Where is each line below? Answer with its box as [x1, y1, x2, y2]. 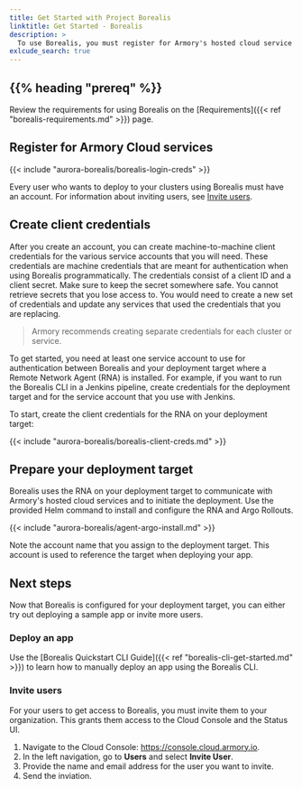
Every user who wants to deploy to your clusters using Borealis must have [9, 181, 284, 192]
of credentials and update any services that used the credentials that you [9, 299, 281, 310]
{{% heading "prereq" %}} [9, 80, 162, 96]
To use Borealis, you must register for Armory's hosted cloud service [17, 38, 293, 48]
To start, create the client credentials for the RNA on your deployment [9, 408, 268, 420]
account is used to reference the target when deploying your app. [9, 550, 254, 561]
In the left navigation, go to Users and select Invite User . [22, 751, 234, 762]
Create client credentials [9, 218, 151, 233]
